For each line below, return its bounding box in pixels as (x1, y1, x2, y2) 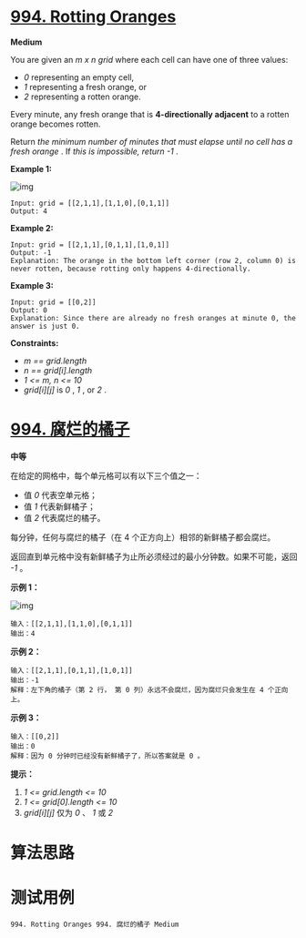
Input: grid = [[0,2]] (10, 298, 97, 307)
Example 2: (10, 222, 54, 233)
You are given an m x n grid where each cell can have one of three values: (10, 54, 289, 65)
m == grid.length (23, 355, 87, 366)
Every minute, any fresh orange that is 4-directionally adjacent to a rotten (10, 108, 290, 119)
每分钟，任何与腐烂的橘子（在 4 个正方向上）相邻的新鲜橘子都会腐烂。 (10, 531, 276, 543)
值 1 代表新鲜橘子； (23, 501, 97, 512)
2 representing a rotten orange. (23, 91, 142, 102)
